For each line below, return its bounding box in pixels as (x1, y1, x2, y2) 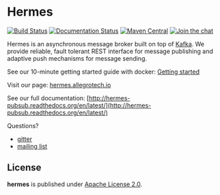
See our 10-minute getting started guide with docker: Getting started (7, 67, 200, 76)
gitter (16, 134, 33, 143)
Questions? (7, 121, 39, 130)
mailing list (16, 142, 48, 150)
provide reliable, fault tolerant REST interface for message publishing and (7, 47, 214, 55)
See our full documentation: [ (7, 93, 90, 102)
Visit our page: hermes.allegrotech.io (7, 80, 111, 89)
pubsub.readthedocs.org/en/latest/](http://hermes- (7, 101, 152, 109)
